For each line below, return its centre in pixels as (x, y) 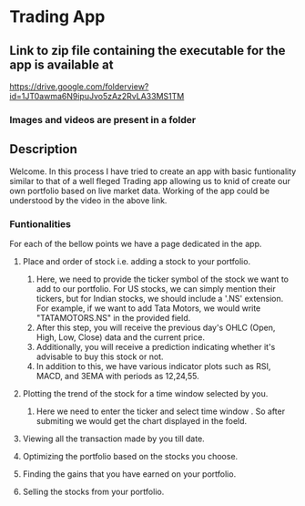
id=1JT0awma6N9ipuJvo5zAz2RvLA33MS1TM (97, 96)
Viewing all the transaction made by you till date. (113, 439)
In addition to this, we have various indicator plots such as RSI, (153, 367)
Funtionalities (40, 223)
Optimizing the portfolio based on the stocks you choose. (130, 457)
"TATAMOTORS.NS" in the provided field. (113, 318)
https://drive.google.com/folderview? (79, 87)
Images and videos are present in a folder (103, 119)
